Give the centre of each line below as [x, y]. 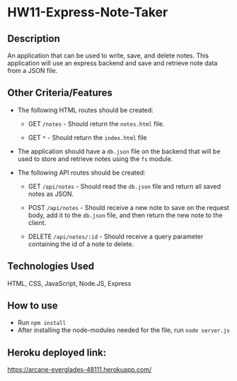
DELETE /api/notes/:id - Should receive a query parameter [116, 236]
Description [34, 39]
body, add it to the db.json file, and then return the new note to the [125, 215]
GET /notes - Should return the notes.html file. [96, 123]
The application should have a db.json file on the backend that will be [119, 151]
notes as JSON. [51, 194]
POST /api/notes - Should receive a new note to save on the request [129, 207]
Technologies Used [51, 266]
